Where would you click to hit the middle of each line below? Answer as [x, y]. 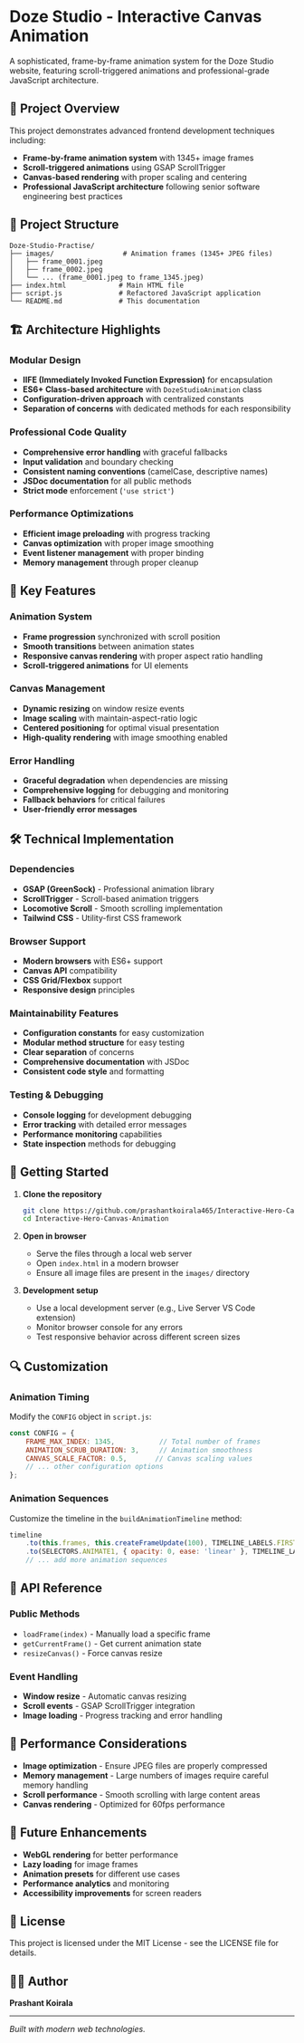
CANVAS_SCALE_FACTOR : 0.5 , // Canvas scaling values [139, 1458]
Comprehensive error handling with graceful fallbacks [125, 452]
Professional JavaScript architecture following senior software [141, 187]
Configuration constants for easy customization [114, 1033]
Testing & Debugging [57, 1095]
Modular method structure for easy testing [104, 1042]
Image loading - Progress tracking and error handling [123, 1715]
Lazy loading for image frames [80, 1864]
